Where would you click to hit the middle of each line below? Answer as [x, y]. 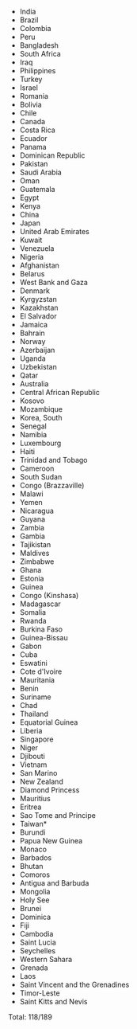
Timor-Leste [40, 993]
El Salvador [38, 316]
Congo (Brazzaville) [52, 485]
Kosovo [32, 401]
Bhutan [31, 866]
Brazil [29, 20]
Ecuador [33, 138]
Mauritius [35, 798]
